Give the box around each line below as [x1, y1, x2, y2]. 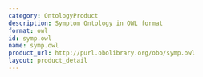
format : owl [8, 26, 48, 34]
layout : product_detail [8, 57, 88, 65]
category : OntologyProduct [8, 11, 99, 20]
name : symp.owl [8, 42, 59, 50]
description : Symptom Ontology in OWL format [8, 19, 163, 27]
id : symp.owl [8, 34, 52, 43]
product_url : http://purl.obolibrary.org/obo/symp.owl [8, 49, 196, 57]
